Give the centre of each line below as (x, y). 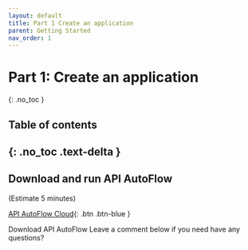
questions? (26, 237)
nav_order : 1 (30, 38)
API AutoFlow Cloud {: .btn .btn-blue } (69, 213)
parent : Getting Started (49, 30)
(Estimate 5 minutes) (42, 198)
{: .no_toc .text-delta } (65, 151)
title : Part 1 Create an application (71, 23)
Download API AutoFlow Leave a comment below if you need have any (124, 229)
